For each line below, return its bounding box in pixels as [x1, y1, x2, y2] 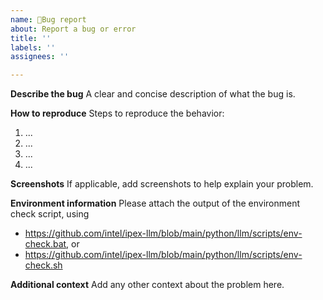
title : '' [10, 33, 52, 43]
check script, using [10, 208, 90, 220]
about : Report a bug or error [10, 24, 137, 34]
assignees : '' [10, 52, 70, 62]
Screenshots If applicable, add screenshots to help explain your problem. [10, 178, 314, 190]
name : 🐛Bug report [10, 14, 87, 25]
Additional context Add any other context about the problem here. [10, 279, 285, 291]
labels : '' [10, 42, 56, 53]
